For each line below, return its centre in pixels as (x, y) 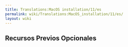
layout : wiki (18, 18)
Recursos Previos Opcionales (51, 38)
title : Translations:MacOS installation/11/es (53, 9)
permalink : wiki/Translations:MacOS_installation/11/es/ (64, 14)
